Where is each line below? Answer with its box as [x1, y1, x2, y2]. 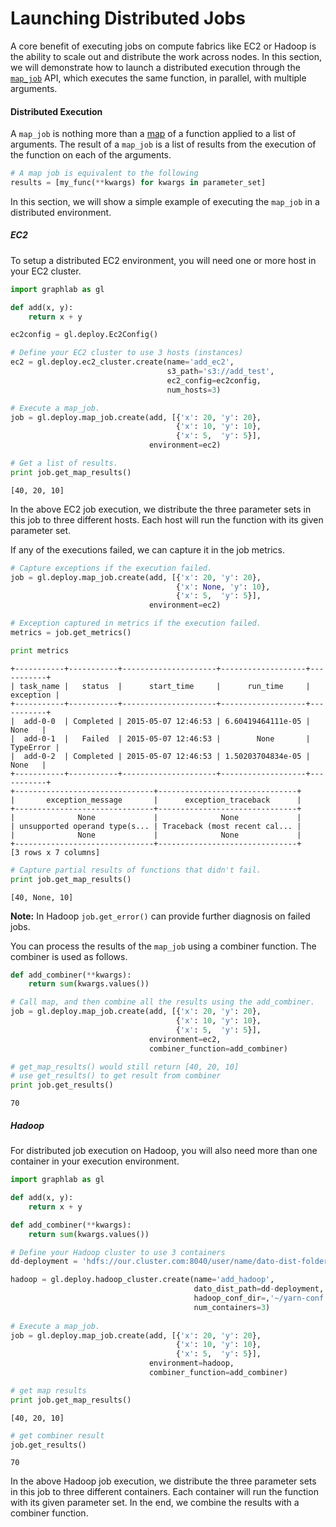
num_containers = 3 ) [193, 1302, 271, 1312]
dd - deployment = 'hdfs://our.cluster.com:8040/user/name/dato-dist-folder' [10, 1257, 333, 1267]
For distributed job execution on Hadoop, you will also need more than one [10, 1145, 318, 1157]
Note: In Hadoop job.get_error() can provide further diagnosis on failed [10, 910, 311, 922]
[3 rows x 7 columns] [10, 847, 101, 857]
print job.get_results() [10, 1080, 114, 1091]
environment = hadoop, [148, 1358, 235, 1369]
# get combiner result [10, 1430, 105, 1441]
